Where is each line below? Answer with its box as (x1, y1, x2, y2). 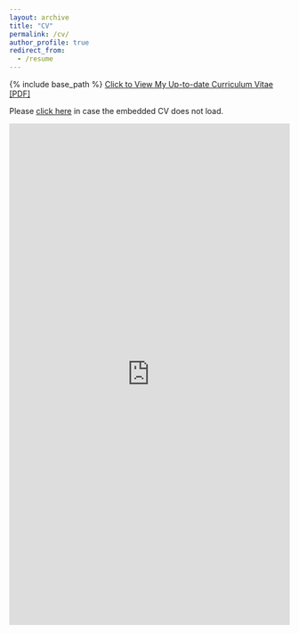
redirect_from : (9, 46, 66, 55)
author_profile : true (9, 37, 90, 47)
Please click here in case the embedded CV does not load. (9, 106, 224, 116)
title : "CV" (9, 21, 53, 30)
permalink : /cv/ (9, 29, 69, 38)
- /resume (17, 54, 53, 63)
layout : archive (9, 12, 69, 22)
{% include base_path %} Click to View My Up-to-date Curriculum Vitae (9, 79, 274, 89)
